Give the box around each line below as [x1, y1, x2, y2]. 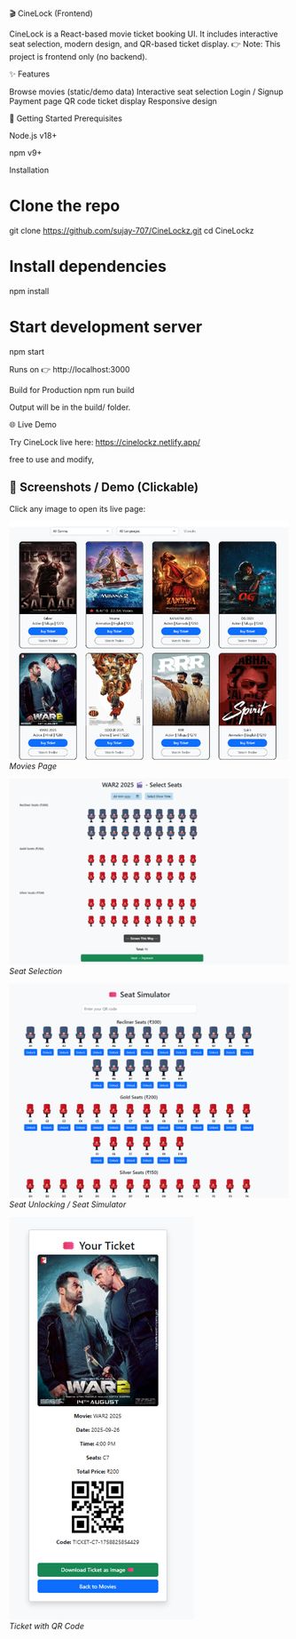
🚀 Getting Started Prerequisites [9, 113, 122, 124]
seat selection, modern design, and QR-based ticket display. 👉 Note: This [9, 39, 281, 49]
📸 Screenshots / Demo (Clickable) [9, 480, 199, 495]
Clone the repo [9, 196, 121, 216]
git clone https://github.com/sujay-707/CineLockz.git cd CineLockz [9, 225, 254, 236]
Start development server [9, 317, 203, 337]
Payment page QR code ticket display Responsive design [9, 96, 217, 106]
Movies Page [9, 761, 58, 772]
